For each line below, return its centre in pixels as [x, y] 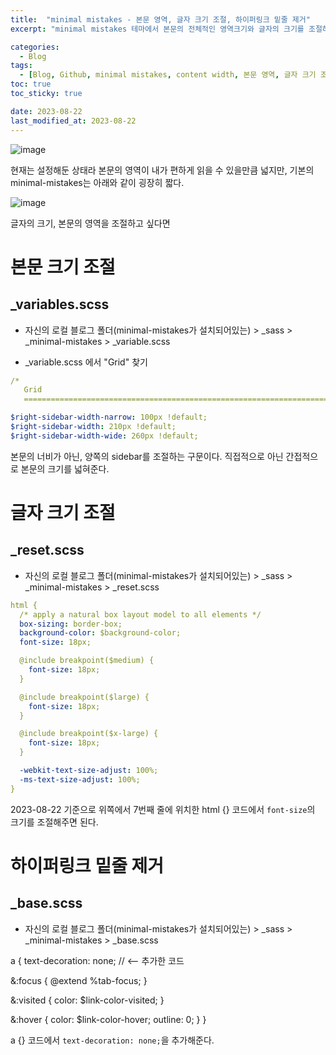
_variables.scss [60, 304]
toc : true [31, 84]
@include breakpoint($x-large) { [89, 734]
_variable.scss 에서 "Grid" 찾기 [86, 362]
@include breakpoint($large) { [84, 697]
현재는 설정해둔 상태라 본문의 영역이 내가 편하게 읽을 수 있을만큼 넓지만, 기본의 [162, 170]
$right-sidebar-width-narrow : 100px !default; [109, 417]
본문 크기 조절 [63, 267]
